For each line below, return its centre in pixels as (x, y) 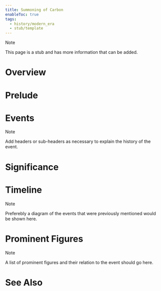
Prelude (22, 95)
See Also (24, 282)
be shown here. (21, 219)
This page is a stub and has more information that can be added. (72, 52)
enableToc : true (22, 14)
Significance (32, 167)
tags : (11, 19)
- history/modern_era (32, 24)
